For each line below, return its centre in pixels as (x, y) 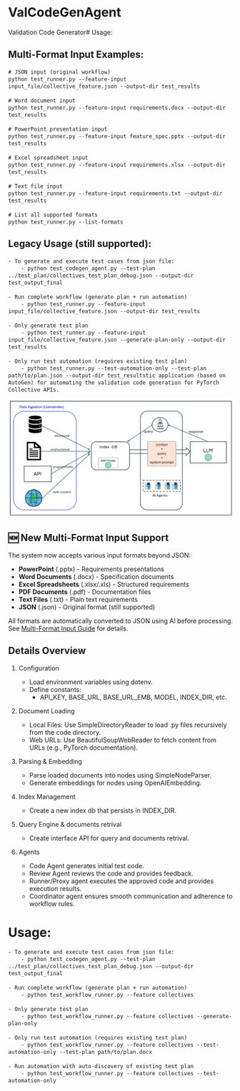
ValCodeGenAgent (65, 12)
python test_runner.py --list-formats (66, 222)
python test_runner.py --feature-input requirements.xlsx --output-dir (117, 165)
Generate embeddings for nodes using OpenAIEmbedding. (115, 783)
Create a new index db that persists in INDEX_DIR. (103, 810)
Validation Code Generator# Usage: (60, 32)
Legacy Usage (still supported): (80, 244)
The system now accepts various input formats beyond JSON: (100, 555)
